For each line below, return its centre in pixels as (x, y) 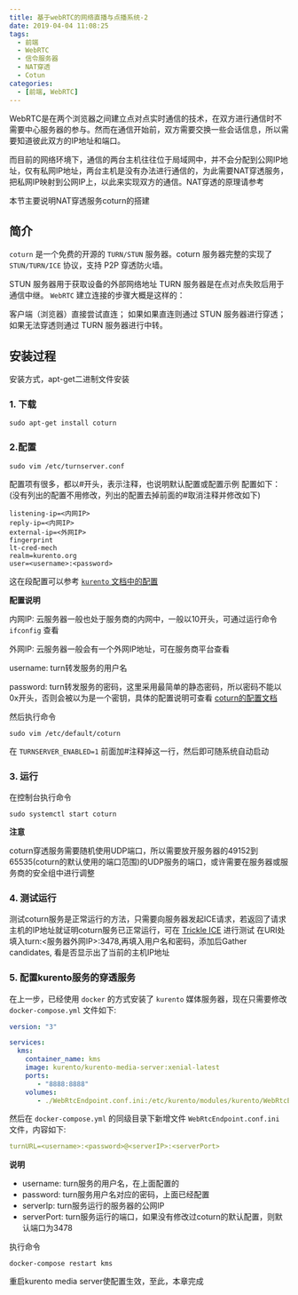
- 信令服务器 (38, 59)
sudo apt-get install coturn (63, 423)
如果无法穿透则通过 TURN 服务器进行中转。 (88, 325)
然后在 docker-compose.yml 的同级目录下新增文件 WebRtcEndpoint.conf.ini (145, 1119)
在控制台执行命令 (40, 797)
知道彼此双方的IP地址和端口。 (71, 140)
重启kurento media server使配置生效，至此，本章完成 (106, 1282)
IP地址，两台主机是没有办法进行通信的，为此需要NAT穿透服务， (172, 171)
